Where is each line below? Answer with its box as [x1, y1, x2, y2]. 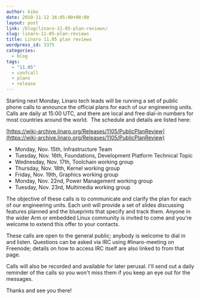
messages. [6, 276, 33, 282]
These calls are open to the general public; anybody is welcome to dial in [6, 232, 186, 239]
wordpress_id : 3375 [6, 42, 55, 48]
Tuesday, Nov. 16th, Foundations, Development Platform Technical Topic [14, 152, 193, 159]
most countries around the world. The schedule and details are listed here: [6, 116, 191, 123]
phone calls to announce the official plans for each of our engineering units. [6, 104, 193, 110]
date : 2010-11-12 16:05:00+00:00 [6, 14, 90, 20]
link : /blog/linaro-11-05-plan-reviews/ [6, 25, 109, 32]
